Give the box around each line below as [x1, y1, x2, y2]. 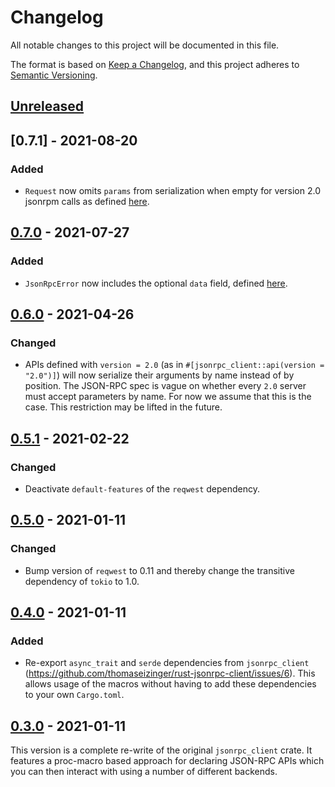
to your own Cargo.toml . [24, 689, 125, 701]
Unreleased [10, 98, 85, 115]
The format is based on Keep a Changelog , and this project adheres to [10, 58, 300, 70]
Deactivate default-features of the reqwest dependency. [24, 483, 261, 495]
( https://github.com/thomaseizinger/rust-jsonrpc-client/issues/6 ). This [24, 667, 316, 680]
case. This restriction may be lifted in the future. [24, 401, 223, 413]
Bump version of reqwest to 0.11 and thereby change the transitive [24, 564, 295, 576]
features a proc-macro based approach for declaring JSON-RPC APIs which [10, 755, 325, 767]
